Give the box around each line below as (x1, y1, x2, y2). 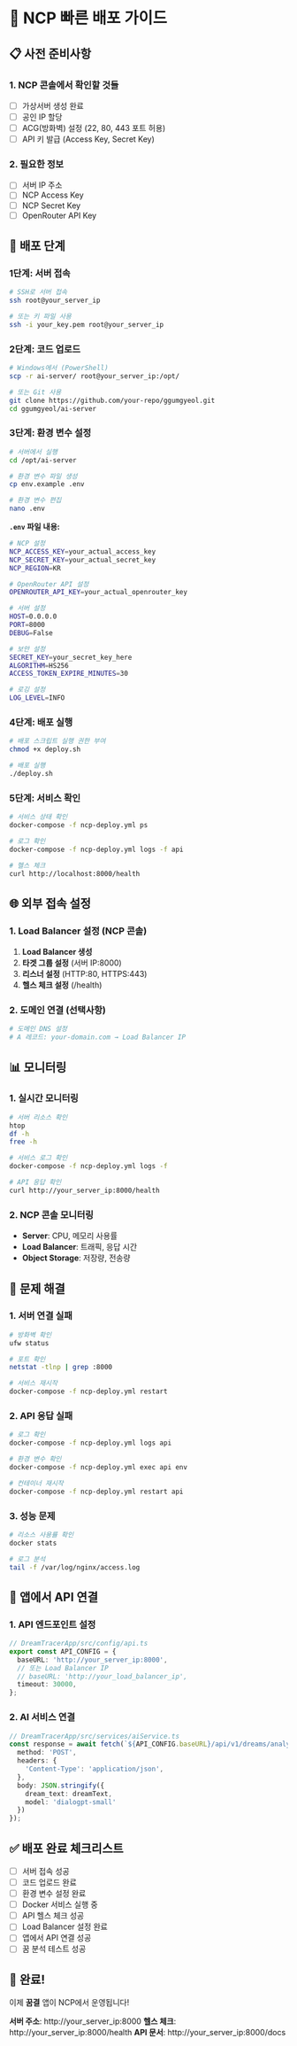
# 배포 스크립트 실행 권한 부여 (9, 737, 106, 746)
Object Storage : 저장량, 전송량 (21, 1252, 131, 1263)
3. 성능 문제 (9, 1509, 56, 1522)
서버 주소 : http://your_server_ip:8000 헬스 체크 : (9, 2016, 177, 2027)
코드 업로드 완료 (21, 1877, 77, 1887)
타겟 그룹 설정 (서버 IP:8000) (21, 957, 122, 968)
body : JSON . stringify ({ (17, 1781, 104, 1790)
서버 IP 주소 (21, 180, 63, 190)
